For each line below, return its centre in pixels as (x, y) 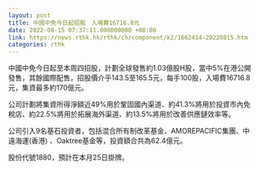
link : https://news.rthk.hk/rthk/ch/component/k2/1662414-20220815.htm (128, 37)
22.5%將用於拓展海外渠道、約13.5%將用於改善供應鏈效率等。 (135, 114)
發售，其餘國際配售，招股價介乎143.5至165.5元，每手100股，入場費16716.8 (129, 78)
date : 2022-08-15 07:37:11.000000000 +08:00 (82, 30)
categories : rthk (37, 45)
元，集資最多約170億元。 (48, 88)
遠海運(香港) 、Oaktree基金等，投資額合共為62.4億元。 (98, 141)
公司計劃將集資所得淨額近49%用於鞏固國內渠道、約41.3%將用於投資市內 (126, 105)
